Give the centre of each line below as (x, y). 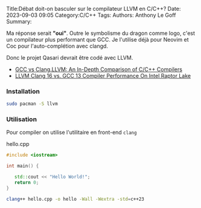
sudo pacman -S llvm (32, 104)
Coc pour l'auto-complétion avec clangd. (57, 46)
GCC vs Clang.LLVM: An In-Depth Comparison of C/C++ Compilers (99, 69)
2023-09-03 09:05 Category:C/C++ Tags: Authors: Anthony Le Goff (91, 15)
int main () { (23, 166)
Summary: (19, 21)
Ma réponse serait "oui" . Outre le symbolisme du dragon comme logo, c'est (101, 33)
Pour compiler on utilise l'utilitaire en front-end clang (72, 133)
